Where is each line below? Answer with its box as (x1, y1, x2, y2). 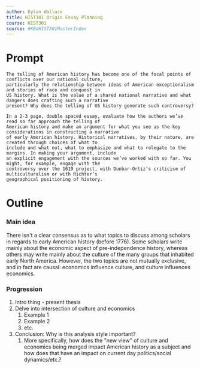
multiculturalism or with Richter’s (6, 171, 98, 177)
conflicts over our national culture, (6, 76, 103, 83)
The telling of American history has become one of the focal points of (6, 72, 192, 78)
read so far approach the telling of (6, 118, 101, 125)
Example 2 (23, 317, 50, 325)
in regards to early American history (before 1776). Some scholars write (6, 238, 183, 245)
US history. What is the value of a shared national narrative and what (6, 93, 192, 99)
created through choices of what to (6, 139, 98, 146)
